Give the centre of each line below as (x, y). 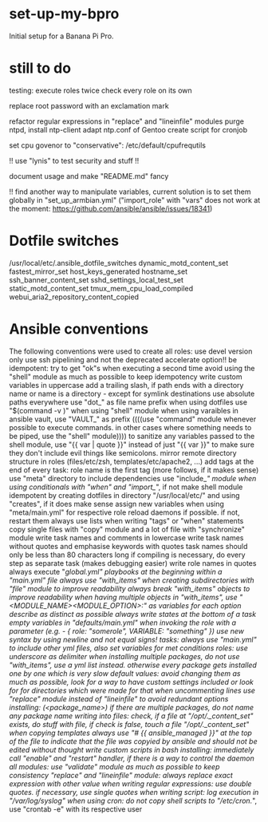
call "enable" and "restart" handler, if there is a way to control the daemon (132, 758)
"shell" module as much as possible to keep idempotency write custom (126, 377)
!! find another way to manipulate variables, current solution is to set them (130, 192)
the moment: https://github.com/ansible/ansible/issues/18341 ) (111, 208)
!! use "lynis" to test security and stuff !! (74, 160)
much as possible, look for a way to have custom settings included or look (132, 682)
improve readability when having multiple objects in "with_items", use (123, 597)
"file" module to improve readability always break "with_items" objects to (130, 588)
